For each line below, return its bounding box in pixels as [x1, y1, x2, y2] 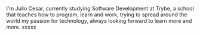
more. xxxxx [6, 23, 37, 30]
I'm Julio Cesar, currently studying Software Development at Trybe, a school [6, 5, 194, 12]
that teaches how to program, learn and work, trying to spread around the [6, 11, 187, 18]
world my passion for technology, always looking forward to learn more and [6, 17, 192, 24]
